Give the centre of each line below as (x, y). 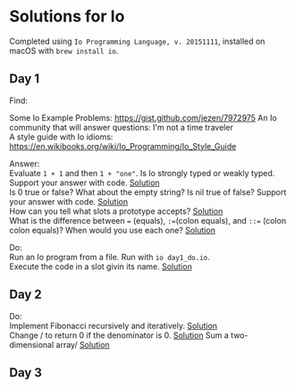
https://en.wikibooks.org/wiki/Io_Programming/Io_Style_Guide (123, 146)
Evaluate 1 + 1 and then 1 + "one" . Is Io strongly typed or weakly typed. (142, 173)
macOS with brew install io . (64, 50)
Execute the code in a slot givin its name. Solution (101, 266)
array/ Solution (83, 344)
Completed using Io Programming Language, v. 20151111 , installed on (137, 41)
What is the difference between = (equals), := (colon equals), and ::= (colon (148, 220)
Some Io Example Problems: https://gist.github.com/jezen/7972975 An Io (143, 117)
